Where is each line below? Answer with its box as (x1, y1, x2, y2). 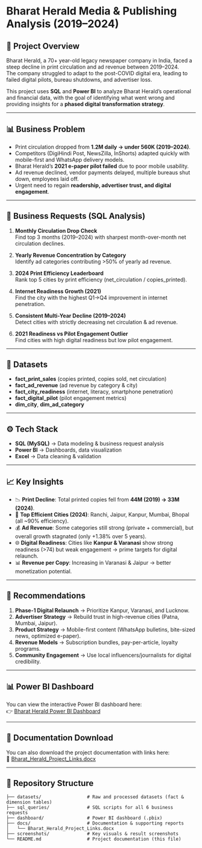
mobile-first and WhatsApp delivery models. (14, 156, 125, 163)
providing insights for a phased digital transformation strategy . (6, 100, 165, 108)
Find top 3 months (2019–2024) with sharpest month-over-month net (14, 233, 186, 241)
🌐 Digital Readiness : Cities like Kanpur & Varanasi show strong (14, 539, 173, 547)
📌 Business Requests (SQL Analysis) (6, 211, 145, 221)
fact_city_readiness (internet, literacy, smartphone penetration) (14, 388, 173, 395)
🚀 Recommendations (6, 591, 86, 601)
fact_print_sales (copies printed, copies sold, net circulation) (14, 375, 167, 383)
